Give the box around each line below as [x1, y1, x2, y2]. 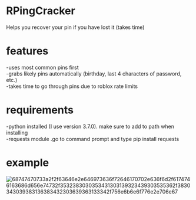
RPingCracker [6, 4, 75, 18]
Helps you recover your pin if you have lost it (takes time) [6, 24, 145, 31]
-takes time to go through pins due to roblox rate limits [6, 83, 138, 90]
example [6, 156, 49, 169]
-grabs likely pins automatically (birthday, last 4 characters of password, [6, 70, 182, 77]
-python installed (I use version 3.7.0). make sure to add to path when [6, 123, 175, 130]
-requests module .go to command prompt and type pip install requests [6, 135, 180, 142]
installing [6, 129, 28, 136]
